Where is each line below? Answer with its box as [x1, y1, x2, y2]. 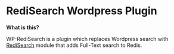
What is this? [6, 24, 40, 31]
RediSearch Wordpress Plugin [6, 4, 157, 18]
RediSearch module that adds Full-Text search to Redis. [6, 42, 142, 49]
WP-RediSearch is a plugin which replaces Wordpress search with [6, 35, 169, 42]
